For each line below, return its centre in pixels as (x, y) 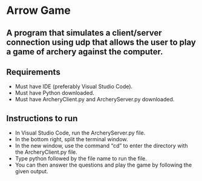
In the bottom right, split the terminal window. (71, 139)
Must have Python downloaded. (55, 93)
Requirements (33, 72)
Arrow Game (38, 11)
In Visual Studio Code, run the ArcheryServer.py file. (80, 133)
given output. (31, 171)
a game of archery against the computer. (85, 52)
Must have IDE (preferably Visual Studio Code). (74, 87)
